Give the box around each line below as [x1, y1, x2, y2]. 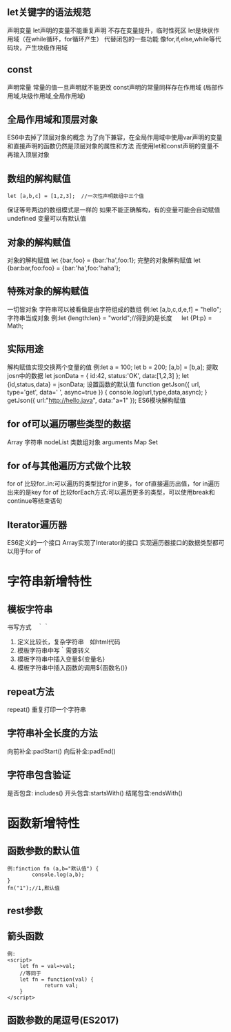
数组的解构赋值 [7, 172, 71, 184]
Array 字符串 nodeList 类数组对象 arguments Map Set [7, 437, 159, 446]
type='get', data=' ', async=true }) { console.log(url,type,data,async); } [7, 388, 208, 396]
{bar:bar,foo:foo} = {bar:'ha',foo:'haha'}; [7, 264, 121, 272]
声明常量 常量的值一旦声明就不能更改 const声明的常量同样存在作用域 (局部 [7, 83, 218, 91]
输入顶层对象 [12, 150, 50, 159]
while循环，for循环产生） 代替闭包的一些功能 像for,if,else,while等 [30, 34, 216, 43]
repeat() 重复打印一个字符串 [7, 705, 86, 713]
